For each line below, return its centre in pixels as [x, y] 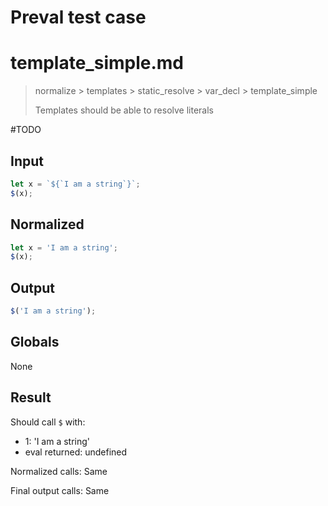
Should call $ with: [48, 422]
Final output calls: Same [60, 490]
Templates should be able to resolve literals [124, 110]
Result [31, 397]
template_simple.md [97, 63]
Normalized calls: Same [59, 471]
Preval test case [78, 17]
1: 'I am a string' [57, 441]
